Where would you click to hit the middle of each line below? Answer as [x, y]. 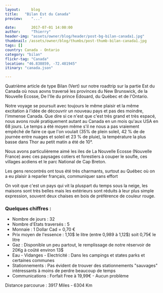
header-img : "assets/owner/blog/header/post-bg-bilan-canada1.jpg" [75, 36]
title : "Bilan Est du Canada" [38, 14]
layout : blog [23, 9]
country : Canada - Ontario [32, 50]
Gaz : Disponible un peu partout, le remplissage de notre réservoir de [81, 245]
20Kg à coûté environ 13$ [38, 250]
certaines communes [33, 260]
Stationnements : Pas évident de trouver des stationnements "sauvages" [85, 266]
